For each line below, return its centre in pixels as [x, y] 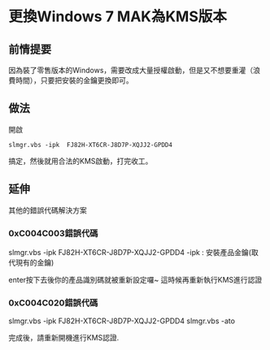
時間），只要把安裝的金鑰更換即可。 [74, 80]
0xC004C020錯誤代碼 [53, 303]
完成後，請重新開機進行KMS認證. [64, 338]
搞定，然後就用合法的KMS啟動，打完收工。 [81, 161]
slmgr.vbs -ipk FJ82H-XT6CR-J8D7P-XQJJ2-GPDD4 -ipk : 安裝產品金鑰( [130, 252]
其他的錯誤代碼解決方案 [48, 210]
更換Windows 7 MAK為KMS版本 [118, 17]
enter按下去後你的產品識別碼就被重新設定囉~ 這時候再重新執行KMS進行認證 [135, 279]
